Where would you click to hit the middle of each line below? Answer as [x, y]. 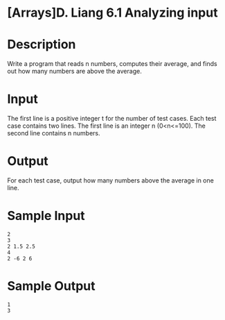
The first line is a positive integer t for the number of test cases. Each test [112, 119]
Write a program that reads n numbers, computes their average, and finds [112, 64]
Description [42, 45]
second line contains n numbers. [54, 133]
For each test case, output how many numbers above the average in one [111, 180]
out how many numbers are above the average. [74, 71]
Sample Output [51, 286]
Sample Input [46, 216]
